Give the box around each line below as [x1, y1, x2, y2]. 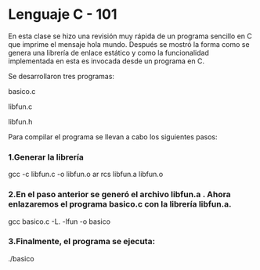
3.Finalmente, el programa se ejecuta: [8, 236, 155, 247]
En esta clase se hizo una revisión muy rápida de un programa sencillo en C [8, 31, 252, 41]
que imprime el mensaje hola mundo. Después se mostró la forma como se [8, 39, 250, 49]
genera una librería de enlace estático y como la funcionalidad [8, 48, 209, 57]
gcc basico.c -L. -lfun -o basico [8, 217, 111, 226]
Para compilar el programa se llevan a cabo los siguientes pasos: [8, 131, 218, 142]
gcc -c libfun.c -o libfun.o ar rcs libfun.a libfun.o [8, 170, 164, 179]
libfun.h [8, 117, 33, 126]
